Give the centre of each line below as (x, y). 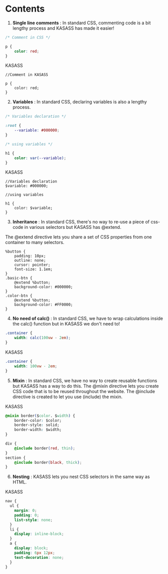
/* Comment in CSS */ (28, 37)
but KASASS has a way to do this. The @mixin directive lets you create (86, 386)
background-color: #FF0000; (44, 305)
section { (16, 458)
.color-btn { (19, 296)
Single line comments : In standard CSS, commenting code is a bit (81, 23)
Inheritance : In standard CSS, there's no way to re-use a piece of (81, 222)
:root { (13, 126)
